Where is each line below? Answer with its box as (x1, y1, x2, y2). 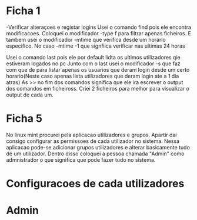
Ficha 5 (6, 112, 43, 125)
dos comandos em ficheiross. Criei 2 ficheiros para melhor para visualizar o (6, 85, 190, 92)
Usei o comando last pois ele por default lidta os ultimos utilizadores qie (6, 54, 181, 61)
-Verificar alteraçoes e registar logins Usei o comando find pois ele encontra (6, 24, 192, 31)
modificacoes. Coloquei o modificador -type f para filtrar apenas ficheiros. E (6, 29, 191, 36)
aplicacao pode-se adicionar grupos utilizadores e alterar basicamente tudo (6, 144, 190, 151)
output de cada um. (6, 91, 54, 98)
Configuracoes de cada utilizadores (6, 177, 185, 191)
